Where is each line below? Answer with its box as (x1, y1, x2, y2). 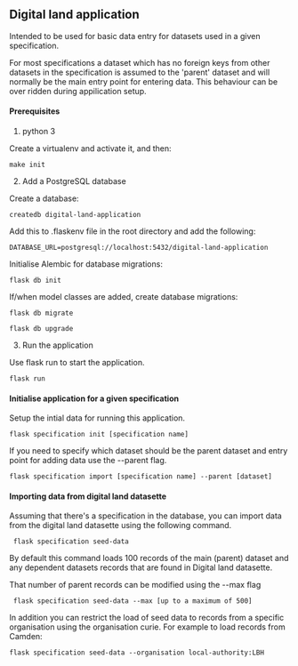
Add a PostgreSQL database (21, 176, 126, 187)
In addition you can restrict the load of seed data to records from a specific (9, 613, 285, 623)
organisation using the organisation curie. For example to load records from (9, 622, 286, 632)
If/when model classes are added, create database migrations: (9, 292, 238, 302)
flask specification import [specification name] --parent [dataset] (9, 472, 273, 481)
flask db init (9, 276, 62, 285)
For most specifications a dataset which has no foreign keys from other (9, 57, 270, 68)
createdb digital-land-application (9, 211, 141, 220)
